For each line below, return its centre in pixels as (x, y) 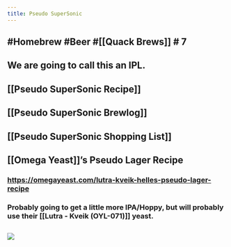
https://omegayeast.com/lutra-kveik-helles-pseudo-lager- (109, 180)
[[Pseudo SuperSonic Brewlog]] (77, 113)
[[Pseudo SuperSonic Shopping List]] (89, 136)
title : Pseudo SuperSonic (45, 14)
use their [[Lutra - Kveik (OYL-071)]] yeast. (81, 216)
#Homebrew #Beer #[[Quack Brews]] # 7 (97, 42)
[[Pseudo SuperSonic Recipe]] (74, 89)
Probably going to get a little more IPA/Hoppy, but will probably (115, 207)
